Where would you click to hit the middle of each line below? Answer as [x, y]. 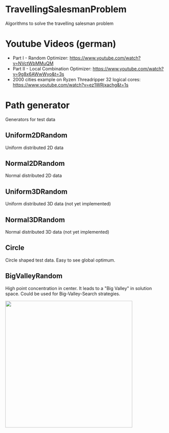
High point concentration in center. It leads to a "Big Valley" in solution [79, 288]
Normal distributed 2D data [34, 175]
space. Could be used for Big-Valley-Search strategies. [63, 294]
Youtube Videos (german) [61, 44]
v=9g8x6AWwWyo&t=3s [38, 74]
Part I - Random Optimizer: [40, 58]
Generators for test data [30, 119]
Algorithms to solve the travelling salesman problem [60, 23]
